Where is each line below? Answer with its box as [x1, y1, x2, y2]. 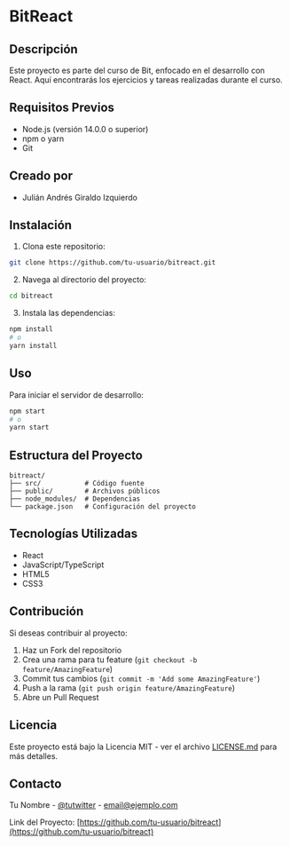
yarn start [9, 423, 50, 432]
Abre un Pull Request [21, 692, 99, 702]
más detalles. [9, 750, 59, 761]
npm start [9, 407, 46, 415]
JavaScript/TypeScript [21, 559, 105, 570]
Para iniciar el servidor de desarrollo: [9, 389, 145, 400]
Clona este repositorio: [21, 241, 106, 252]
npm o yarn [21, 133, 65, 144]
